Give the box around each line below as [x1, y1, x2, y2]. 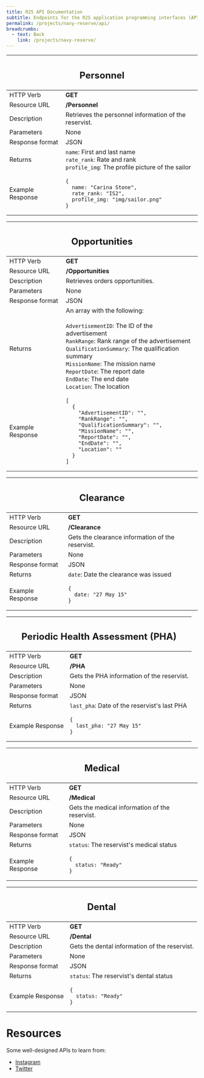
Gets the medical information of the [69, 803, 170, 812]
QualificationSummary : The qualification [66, 344, 179, 353]
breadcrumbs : [6, 26, 39, 32]
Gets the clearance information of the [67, 533, 175, 541]
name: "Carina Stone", [72, 184, 138, 190]
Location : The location [66, 383, 130, 391]
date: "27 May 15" [74, 591, 127, 598]
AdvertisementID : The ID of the [66, 322, 153, 330]
